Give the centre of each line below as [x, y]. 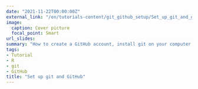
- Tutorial [19, 55]
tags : [13, 50]
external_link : [25, 17]
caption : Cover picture [40, 28]
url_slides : [21, 39]
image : [14, 22]
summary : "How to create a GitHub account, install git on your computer [99, 44]
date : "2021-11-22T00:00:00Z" [43, 11]
